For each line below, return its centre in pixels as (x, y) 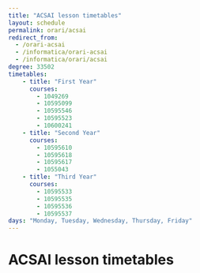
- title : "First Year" (60, 81)
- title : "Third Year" (60, 177)
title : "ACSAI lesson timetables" (65, 15)
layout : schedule (37, 23)
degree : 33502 (32, 67)
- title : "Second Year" (62, 133)
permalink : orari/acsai (47, 30)
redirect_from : (33, 37)
